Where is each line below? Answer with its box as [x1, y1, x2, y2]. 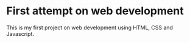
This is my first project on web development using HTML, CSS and [6, 24, 174, 31]
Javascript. [6, 30, 35, 37]
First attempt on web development [6, 4, 184, 18]
